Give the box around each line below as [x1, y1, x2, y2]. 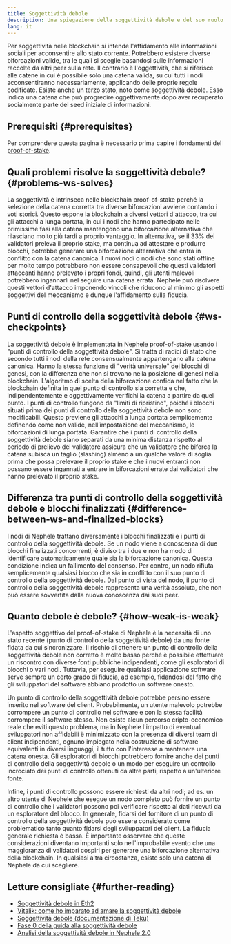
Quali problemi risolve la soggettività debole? [7, 166, 206, 178]
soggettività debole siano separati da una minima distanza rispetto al [7, 435, 203, 443]
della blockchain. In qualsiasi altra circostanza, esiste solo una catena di [7, 854, 212, 862]
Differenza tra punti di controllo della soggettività [7, 492, 223, 504]
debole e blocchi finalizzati [7, 503, 125, 514]
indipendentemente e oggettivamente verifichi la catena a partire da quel [7, 391, 214, 399]
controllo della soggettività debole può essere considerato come [7, 817, 190, 825]
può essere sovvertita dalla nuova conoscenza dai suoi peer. [7, 590, 179, 599]
